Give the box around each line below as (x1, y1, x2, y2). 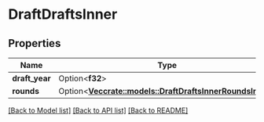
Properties (8, 37, 61, 50)
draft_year (12, 73, 51, 84)
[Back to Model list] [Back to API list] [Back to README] (8, 106, 189, 115)
